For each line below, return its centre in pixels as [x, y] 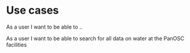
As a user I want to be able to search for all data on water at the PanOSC [95, 38]
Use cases [33, 10]
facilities [16, 45]
